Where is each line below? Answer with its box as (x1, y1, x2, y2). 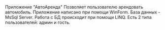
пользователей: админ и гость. (5, 19, 70, 25)
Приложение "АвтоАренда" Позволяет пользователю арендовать (5, 4, 144, 10)
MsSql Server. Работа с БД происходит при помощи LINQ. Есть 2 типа (5, 15, 152, 20)
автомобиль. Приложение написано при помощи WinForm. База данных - (5, 9, 161, 15)
